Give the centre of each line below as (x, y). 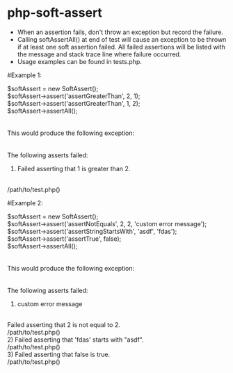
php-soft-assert (55, 13)
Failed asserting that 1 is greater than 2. (74, 168)
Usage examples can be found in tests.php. (80, 61)
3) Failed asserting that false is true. (58, 354)
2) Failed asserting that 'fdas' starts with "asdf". (75, 340)
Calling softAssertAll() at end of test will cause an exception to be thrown (122, 39)
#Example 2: (25, 203)
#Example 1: (24, 75)
